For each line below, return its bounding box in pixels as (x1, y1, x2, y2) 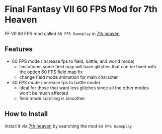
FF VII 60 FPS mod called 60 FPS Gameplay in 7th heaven (4, 30, 120, 36)
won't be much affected (19, 90, 69, 96)
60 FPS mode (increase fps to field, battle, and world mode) (11, 58, 135, 64)
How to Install (4, 110, 48, 118)
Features (4, 45, 33, 53)
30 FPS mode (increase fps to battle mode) (11, 79, 100, 85)
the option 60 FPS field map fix (19, 69, 83, 75)
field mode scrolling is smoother (19, 95, 85, 101)
